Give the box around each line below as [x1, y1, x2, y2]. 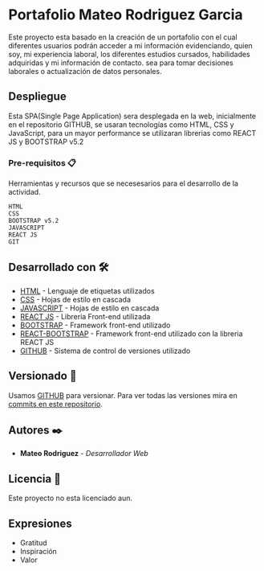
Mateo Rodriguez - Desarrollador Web [19, 449, 148, 458]
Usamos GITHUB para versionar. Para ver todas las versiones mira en [8, 390, 238, 400]
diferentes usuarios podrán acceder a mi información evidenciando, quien [8, 40, 253, 50]
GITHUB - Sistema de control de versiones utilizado [19, 346, 191, 355]
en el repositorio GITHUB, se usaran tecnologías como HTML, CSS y [8, 119, 234, 129]
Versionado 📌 [8, 369, 77, 383]
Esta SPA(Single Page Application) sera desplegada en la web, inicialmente [8, 111, 257, 121]
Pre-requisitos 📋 [8, 157, 76, 168]
